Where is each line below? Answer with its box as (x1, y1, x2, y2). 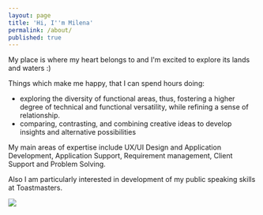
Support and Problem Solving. (8, 159, 107, 169)
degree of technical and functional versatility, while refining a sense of (19, 102, 249, 112)
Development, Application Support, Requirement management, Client (8, 151, 233, 161)
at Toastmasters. (8, 183, 63, 193)
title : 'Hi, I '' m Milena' (8, 19, 93, 27)
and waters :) (8, 64, 51, 73)
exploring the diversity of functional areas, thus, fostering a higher (19, 94, 235, 103)
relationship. (19, 111, 61, 120)
